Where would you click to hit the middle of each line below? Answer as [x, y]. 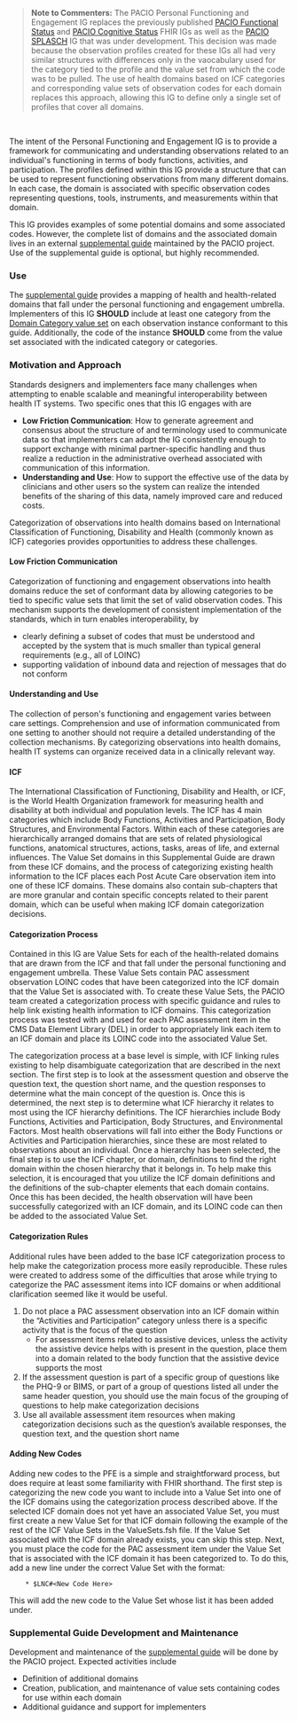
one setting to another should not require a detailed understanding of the [142, 732]
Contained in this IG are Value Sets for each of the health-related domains [144, 954]
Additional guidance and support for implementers [114, 1707]
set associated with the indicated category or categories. [114, 342]
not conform [45, 674]
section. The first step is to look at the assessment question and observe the [149, 1075]
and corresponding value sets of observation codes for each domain [156, 88]
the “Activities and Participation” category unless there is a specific [145, 1320]
